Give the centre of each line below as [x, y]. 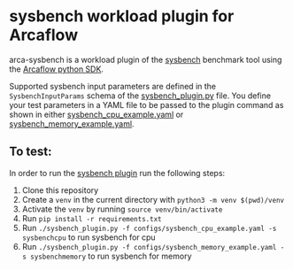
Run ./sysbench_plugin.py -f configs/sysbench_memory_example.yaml [149, 246]
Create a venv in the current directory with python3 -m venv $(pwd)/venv [153, 199]
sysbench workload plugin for [122, 16]
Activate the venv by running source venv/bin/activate [122, 209]
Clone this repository [60, 190]
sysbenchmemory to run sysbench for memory [111, 256]
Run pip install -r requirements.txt [92, 218]
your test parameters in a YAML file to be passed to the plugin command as [146, 104]
